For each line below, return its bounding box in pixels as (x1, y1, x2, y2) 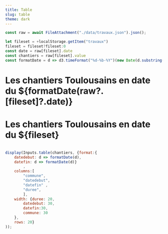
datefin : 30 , (23, 206, 48, 211)
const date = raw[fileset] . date (5, 48, 72, 53)
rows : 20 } (14, 220, 35, 225)
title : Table (5, 7, 32, 12)
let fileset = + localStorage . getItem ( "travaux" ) (5, 39, 108, 44)
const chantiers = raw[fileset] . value (5, 53, 86, 58)
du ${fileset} (5, 129, 59, 140)
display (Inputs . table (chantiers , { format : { (5, 150, 97, 155)
